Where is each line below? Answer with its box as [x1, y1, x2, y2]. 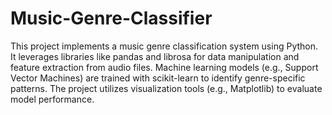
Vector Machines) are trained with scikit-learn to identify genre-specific [10, 72, 306, 84]
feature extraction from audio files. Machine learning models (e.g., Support [10, 61, 319, 73]
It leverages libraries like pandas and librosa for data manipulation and [10, 50, 300, 62]
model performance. [10, 93, 95, 105]
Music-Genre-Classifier [10, 7, 213, 30]
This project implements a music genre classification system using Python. [10, 40, 319, 52]
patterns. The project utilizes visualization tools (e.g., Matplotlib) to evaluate [10, 82, 323, 94]
